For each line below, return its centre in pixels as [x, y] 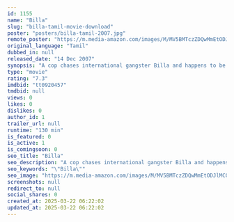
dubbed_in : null [31, 53]
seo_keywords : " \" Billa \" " [46, 169]
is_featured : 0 [29, 136]
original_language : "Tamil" [48, 46]
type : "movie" [28, 72]
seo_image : [23, 175]
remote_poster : [29, 40]
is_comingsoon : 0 [32, 150]
